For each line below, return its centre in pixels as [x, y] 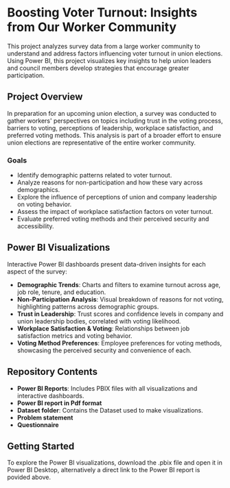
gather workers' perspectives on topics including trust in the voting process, [115, 121]
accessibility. [35, 226]
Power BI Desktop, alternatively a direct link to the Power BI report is [104, 470]
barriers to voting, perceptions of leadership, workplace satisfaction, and [110, 127]
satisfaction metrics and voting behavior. [74, 335]
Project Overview [45, 97]
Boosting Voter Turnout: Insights [102, 13]
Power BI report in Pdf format [59, 403]
